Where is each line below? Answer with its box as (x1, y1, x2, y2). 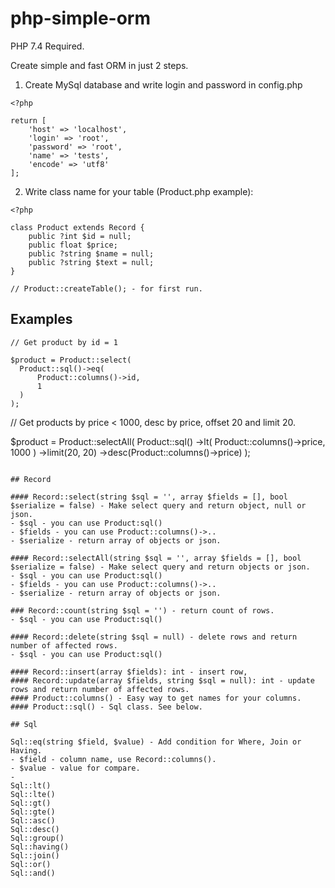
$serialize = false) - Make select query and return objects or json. (10, 562, 311, 572)
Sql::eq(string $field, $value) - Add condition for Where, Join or (10, 737, 302, 747)
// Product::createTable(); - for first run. (10, 283, 203, 294)
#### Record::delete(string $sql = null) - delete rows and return (10, 632, 298, 642)
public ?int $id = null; (28, 231, 132, 241)
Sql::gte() (10, 807, 56, 817)
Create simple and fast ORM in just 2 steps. (10, 59, 189, 71)
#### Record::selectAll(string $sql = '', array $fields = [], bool (10, 553, 302, 563)
